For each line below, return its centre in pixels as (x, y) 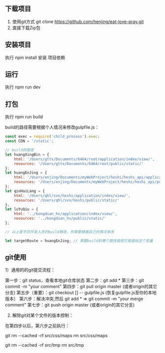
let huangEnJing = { (26, 173)
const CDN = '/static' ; (29, 141)
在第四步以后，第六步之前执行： (37, 326)
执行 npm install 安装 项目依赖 (35, 57)
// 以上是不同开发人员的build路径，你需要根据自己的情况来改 (60, 232)
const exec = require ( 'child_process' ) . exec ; (52, 136)
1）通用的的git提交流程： (30, 270)
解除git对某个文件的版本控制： (43, 315)
